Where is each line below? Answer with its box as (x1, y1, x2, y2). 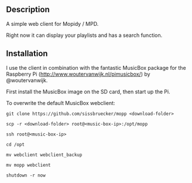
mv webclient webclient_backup (6, 152, 83, 158)
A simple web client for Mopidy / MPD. (6, 20, 99, 27)
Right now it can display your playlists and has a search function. (6, 32, 163, 39)
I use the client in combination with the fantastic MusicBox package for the (6, 64, 186, 71)
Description (6, 5, 50, 15)
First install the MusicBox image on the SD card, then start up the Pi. (6, 88, 171, 95)
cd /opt (6, 141, 25, 147)
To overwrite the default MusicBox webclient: (6, 99, 115, 106)
